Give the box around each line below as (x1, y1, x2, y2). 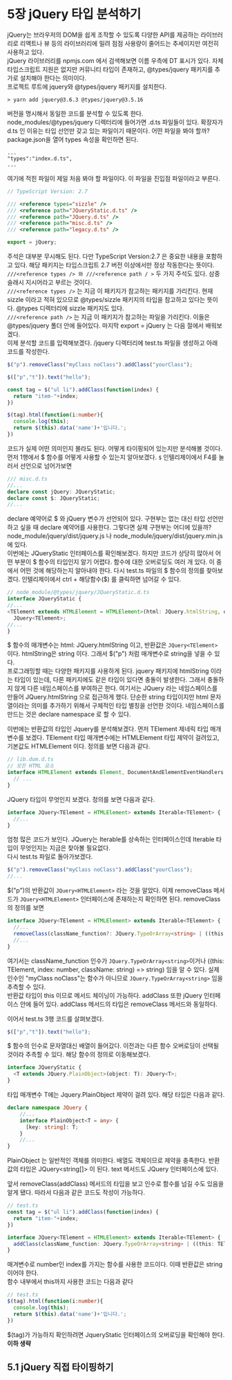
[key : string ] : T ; (25, 1123, 79, 1131)
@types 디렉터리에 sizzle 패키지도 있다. (16, 304, 124, 312)
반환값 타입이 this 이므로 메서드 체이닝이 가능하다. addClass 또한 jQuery (7, 991, 202, 999)
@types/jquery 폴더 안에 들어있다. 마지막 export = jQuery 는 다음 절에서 (7, 321, 204, 330)
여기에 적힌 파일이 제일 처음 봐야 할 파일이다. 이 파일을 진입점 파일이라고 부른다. (7, 174, 221, 182)
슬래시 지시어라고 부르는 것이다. (7, 278, 93, 287)
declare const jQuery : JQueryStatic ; (7, 488, 116, 495)
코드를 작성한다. (7, 348, 50, 356)
